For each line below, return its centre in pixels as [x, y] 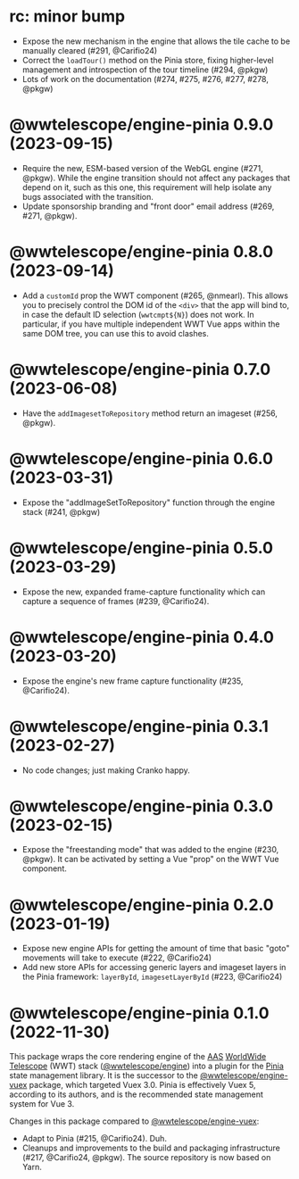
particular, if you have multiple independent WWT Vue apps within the [151, 324]
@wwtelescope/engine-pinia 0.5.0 [141, 548]
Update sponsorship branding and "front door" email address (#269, [148, 206]
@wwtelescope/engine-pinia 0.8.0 [141, 252]
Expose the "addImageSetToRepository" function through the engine [148, 502]
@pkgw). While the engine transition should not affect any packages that [156, 178]
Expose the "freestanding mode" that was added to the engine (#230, [150, 850]
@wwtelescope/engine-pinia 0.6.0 [141, 458]
